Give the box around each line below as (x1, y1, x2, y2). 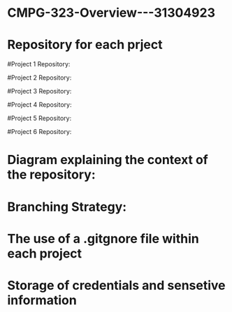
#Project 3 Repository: (7, 87, 72, 96)
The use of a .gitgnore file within (7, 230, 199, 246)
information (7, 292, 77, 308)
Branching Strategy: (7, 199, 127, 214)
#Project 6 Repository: (7, 128, 72, 136)
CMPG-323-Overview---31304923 (7, 5, 215, 21)
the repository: (7, 167, 96, 183)
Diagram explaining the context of (7, 152, 208, 168)
